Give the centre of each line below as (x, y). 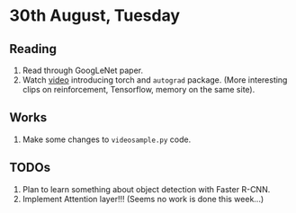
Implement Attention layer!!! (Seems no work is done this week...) (143, 199)
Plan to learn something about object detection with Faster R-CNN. (146, 189)
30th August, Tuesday (95, 16)
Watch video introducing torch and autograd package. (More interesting (155, 80)
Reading (33, 49)
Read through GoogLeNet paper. (83, 70)
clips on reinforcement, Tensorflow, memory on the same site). (139, 89)
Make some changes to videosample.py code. (107, 139)
